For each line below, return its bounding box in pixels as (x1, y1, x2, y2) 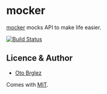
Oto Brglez (15, 69, 42, 76)
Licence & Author (6, 53, 73, 64)
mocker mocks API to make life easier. (6, 24, 102, 31)
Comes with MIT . (6, 81, 49, 88)
